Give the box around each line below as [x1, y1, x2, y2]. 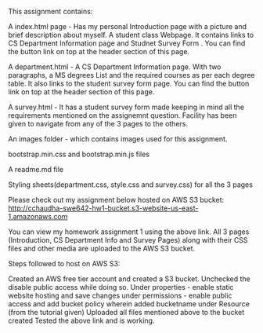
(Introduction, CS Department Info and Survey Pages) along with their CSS [8, 236, 248, 244]
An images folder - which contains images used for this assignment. [8, 134, 228, 144]
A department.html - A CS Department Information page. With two [8, 62, 222, 71]
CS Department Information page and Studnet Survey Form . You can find [8, 38, 246, 48]
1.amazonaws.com [8, 212, 68, 221]
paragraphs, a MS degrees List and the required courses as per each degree [8, 71, 255, 79]
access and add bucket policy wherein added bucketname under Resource [8, 299, 250, 309]
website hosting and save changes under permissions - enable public [8, 291, 232, 300]
